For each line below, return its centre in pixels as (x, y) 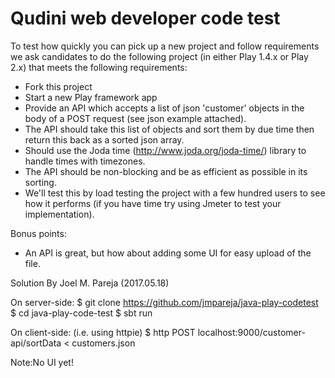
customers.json (103, 343)
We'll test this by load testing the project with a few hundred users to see (175, 193)
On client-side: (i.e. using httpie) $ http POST (103, 332)
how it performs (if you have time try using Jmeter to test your (153, 203)
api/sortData (36, 343)
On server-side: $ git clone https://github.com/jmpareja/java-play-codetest (164, 302)
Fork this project (58, 86)
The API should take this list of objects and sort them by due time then (169, 129)
